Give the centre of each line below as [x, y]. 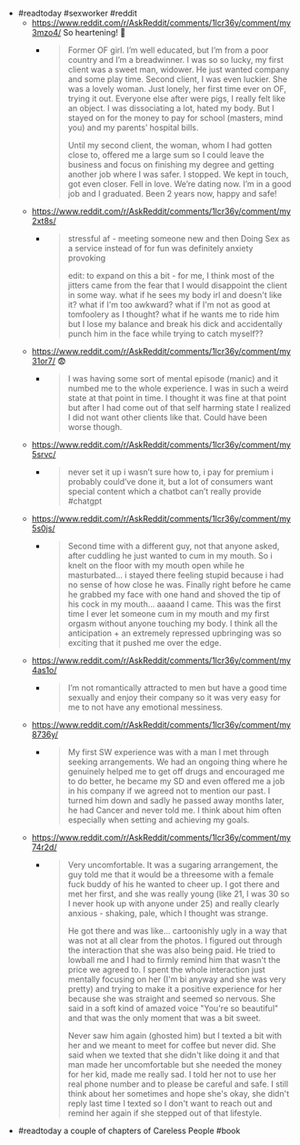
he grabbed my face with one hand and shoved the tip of [174, 594]
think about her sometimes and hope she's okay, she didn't [178, 1094]
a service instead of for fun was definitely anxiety [160, 248]
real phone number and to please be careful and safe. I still [178, 1084]
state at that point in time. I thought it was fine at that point [177, 398]
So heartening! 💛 [94, 32]
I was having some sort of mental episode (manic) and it [173, 378]
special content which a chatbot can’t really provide [165, 491]
